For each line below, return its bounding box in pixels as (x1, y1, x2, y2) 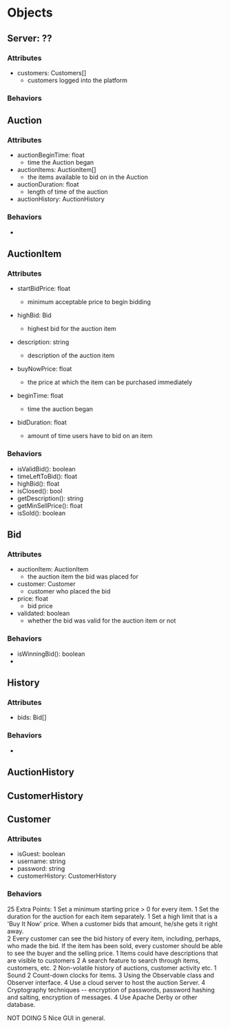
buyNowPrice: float (17, 365, 72, 373)
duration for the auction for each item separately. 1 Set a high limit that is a (7, 912, 218, 921)
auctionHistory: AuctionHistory (17, 195, 105, 203)
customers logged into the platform (27, 76, 128, 84)
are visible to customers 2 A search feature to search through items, (7, 956, 200, 965)
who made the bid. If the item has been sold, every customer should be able (7, 941, 223, 950)
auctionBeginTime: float (17, 151, 85, 160)
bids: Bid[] (17, 713, 47, 721)
